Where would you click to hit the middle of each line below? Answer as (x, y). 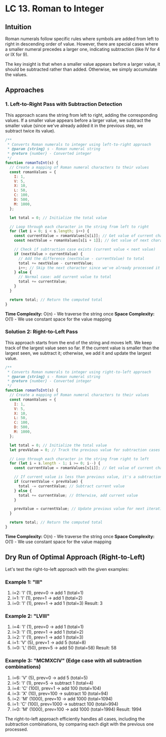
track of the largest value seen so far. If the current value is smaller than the (82, 348)
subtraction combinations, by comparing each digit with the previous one (80, 724)
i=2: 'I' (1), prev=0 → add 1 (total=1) (48, 593)
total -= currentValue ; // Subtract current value (71, 486)
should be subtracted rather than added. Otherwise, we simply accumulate (81, 69)
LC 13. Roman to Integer (55, 9)
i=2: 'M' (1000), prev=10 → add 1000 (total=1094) (62, 698)
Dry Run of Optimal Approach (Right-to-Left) (75, 557)
